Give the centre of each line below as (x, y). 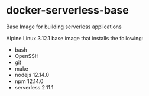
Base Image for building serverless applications (64, 27)
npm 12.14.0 (29, 81)
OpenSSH (27, 56)
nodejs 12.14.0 (32, 75)
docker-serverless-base (67, 10)
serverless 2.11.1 (34, 87)
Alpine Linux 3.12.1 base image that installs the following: (75, 38)
